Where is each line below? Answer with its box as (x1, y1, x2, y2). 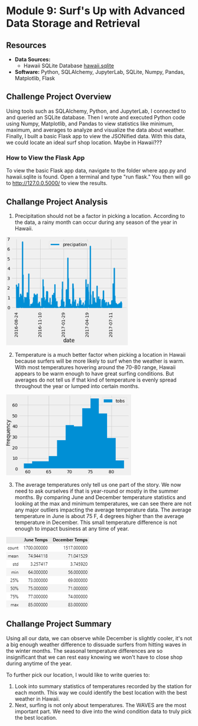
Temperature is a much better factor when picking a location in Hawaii (14, 351, 186, 358)
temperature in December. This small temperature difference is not (14, 519, 177, 526)
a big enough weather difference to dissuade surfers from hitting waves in (6, 641, 187, 648)
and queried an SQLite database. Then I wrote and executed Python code (6, 113, 185, 121)
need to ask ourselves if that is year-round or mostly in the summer (14, 487, 179, 494)
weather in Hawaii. (14, 695, 60, 702)
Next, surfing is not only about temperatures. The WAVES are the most (14, 701, 187, 708)
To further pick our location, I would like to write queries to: (6, 671, 150, 678)
